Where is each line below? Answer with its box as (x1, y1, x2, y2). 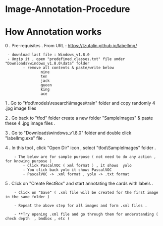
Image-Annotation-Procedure (5, 3, 130, 15)
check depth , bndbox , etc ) (5, 216, 70, 222)
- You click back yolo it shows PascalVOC (23, 167, 112, 172)
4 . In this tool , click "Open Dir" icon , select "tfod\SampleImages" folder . (5, 145, 156, 151)
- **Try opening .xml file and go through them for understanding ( (14, 212, 159, 217)
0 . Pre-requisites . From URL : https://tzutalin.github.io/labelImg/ (5, 43, 137, 49)
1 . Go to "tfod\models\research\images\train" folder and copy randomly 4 (5, 100, 155, 106)
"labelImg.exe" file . (5, 135, 46, 141)
